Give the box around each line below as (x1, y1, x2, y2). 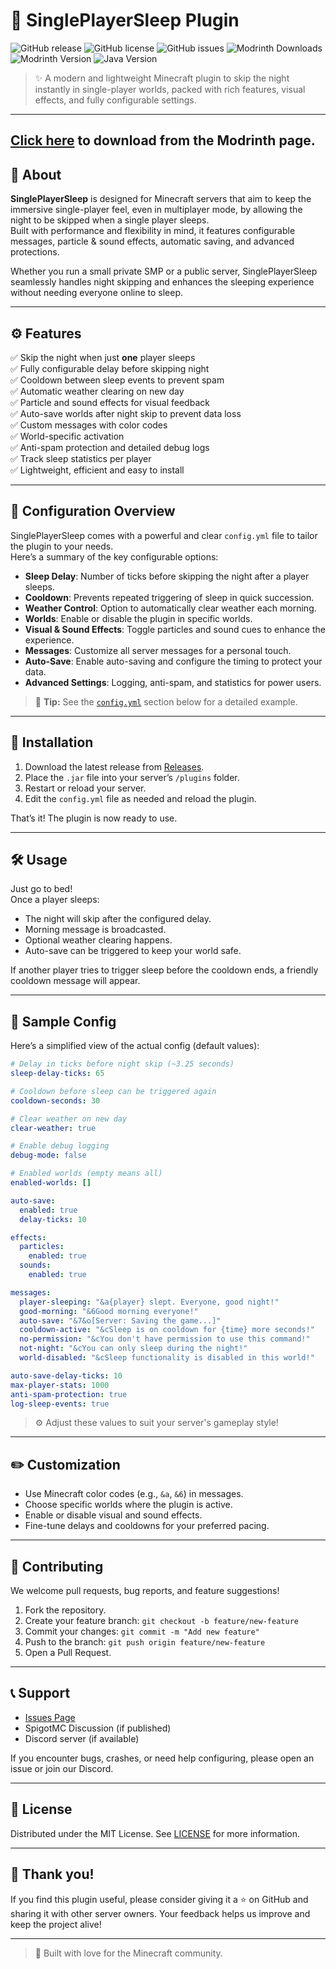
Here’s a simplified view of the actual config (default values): (10, 1040, 260, 1052)
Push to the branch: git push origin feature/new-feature (24, 1636, 266, 1648)
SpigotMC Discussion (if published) (24, 1722, 172, 1734)
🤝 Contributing (10, 1558, 104, 1575)
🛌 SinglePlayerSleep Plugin (10, 9, 240, 32)
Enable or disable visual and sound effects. (24, 1509, 203, 1521)
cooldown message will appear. (10, 975, 141, 987)
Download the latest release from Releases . (24, 760, 205, 773)
